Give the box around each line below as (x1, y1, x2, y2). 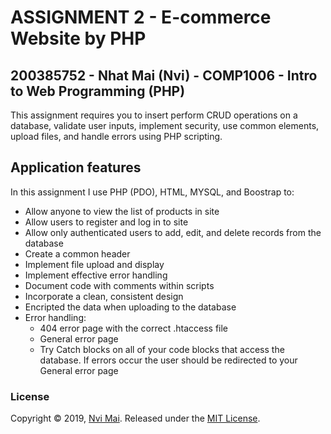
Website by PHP (10, 27, 147, 50)
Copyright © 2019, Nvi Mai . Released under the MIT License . (10, 412, 261, 425)
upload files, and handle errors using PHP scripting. (10, 131, 223, 142)
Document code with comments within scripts (24, 279, 215, 291)
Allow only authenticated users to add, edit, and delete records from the (24, 226, 322, 238)
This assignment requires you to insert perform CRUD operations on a (10, 109, 298, 121)
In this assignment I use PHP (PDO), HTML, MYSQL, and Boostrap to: (10, 186, 295, 198)
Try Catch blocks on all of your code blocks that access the (39, 343, 285, 355)
